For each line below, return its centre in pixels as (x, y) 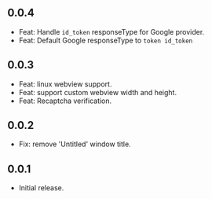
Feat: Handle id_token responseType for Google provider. (111, 31)
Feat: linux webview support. (65, 84)
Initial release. (41, 188)
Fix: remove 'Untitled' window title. (75, 144)
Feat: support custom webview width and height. (98, 92)
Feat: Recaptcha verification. (65, 101)
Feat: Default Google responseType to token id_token (106, 40)
